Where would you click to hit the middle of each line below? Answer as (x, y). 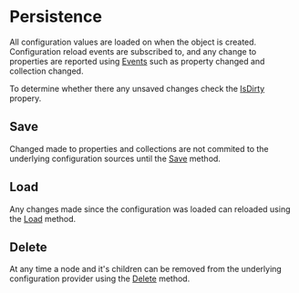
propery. (26, 98)
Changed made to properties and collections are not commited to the (139, 148)
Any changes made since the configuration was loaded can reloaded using (150, 209)
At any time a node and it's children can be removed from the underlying (146, 269)
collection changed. (46, 71)
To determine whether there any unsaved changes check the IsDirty (137, 88)
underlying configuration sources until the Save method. (115, 158)
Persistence (56, 17)
